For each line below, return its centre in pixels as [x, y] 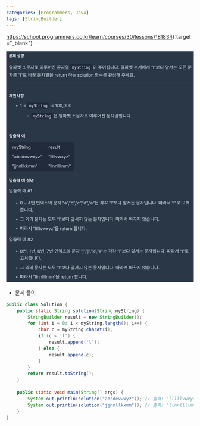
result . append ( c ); [71, 355]
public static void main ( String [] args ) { [70, 393]
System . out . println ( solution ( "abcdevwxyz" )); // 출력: [96, 399]
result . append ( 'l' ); [74, 343]
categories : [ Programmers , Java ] [48, 13]
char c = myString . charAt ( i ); [75, 330]
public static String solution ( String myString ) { [81, 311]
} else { [49, 349]
